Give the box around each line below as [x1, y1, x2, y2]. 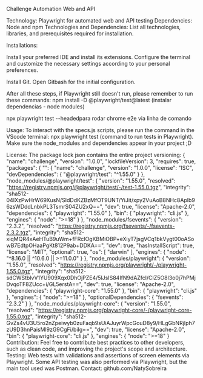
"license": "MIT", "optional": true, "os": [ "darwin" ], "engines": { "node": [6, 248, 187, 255]
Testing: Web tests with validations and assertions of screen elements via [6, 352, 190, 359]
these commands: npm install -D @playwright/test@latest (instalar [6, 97, 172, 103]
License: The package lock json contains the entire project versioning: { [6, 152, 185, 158]
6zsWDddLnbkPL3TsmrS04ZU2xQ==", [6, 203, 104, 210]
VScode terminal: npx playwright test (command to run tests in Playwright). [6, 133, 194, 140]
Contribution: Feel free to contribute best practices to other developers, [6, 339, 185, 346]
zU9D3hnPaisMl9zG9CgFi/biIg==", [6, 326, 94, 333]
